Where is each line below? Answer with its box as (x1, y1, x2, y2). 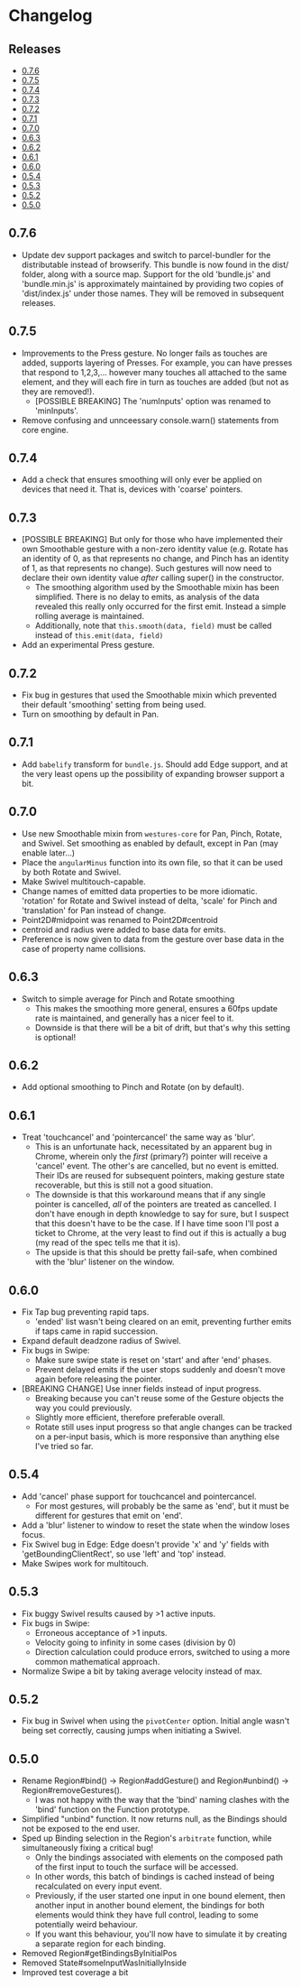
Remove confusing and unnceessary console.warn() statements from (21, 414, 279, 425)
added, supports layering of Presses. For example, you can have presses (21, 357, 293, 368)
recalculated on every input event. (34, 1881, 162, 1891)
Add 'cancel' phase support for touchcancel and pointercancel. (21, 1491, 258, 1502)
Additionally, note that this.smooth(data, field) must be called (34, 620, 272, 632)
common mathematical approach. (34, 1656, 160, 1667)
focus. (21, 1529, 46, 1539)
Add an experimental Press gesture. (21, 640, 155, 651)
